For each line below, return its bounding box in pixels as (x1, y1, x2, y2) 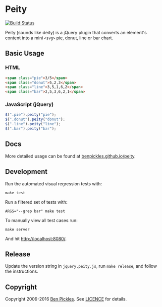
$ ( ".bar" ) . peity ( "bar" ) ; (5, 126, 56, 131)
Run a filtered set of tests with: (5, 199, 68, 205)
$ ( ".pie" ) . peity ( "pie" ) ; (5, 112, 56, 117)
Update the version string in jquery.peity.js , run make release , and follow (5, 263, 157, 269)
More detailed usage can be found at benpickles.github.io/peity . (5, 153, 136, 159)
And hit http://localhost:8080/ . (5, 235, 67, 241)
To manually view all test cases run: (5, 217, 78, 223)
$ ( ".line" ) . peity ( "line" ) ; (5, 122, 61, 127)
